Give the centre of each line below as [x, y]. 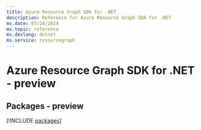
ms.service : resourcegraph [41, 40]
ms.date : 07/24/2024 [33, 23]
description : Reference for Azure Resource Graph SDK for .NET [89, 18]
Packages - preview [45, 106]
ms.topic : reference [33, 29]
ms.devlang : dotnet [31, 35]
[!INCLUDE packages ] [34, 121]
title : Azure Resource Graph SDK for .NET [61, 12]
